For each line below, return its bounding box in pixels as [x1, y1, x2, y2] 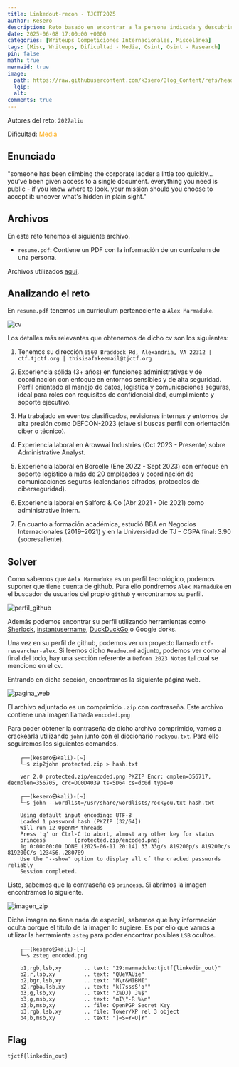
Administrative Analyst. [17, 448, 86, 457]
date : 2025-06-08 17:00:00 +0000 [7, 30, 107, 38]
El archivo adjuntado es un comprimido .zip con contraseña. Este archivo [7, 703, 223, 712]
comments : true [7, 97, 53, 104]
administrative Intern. [17, 506, 80, 515]
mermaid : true [7, 63, 50, 71]
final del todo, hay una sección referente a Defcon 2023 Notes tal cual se [7, 654, 218, 662]
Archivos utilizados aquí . [7, 266, 80, 275]
